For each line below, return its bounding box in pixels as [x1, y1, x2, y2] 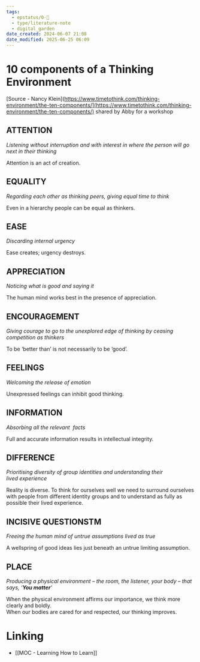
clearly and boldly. [6, 602, 52, 609]
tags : [6, 8, 20, 15]
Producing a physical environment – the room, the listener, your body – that [6, 577, 192, 585]
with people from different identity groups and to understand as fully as [6, 493, 183, 500]
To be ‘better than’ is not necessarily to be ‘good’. [6, 346, 128, 352]
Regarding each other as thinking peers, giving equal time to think [6, 193, 169, 200]
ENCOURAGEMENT [6, 311, 80, 322]
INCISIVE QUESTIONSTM [6, 517, 102, 527]
